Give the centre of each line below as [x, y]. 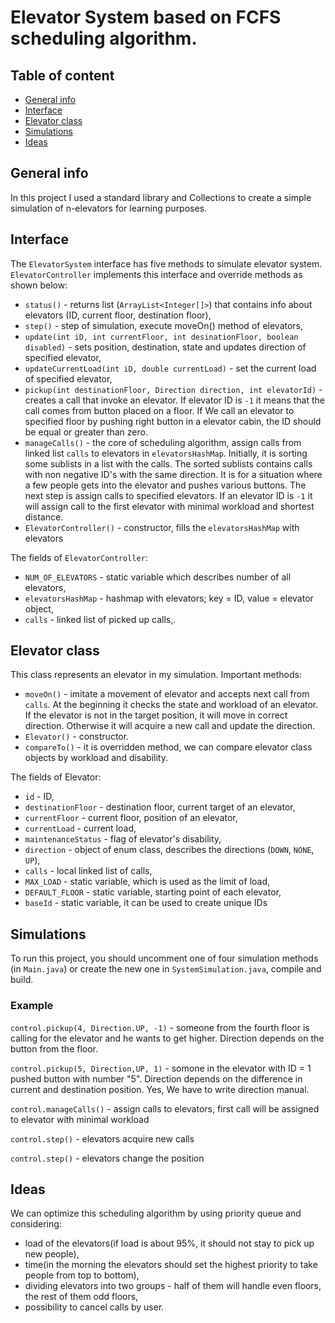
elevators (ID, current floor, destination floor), [118, 315]
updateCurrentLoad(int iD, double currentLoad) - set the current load [170, 368]
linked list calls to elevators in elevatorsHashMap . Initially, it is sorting [166, 453]
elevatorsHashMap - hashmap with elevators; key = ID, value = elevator [169, 598]
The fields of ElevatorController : [79, 557]
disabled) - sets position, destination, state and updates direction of [165, 347]
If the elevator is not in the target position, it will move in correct [156, 715]
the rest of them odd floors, [81, 1297]
